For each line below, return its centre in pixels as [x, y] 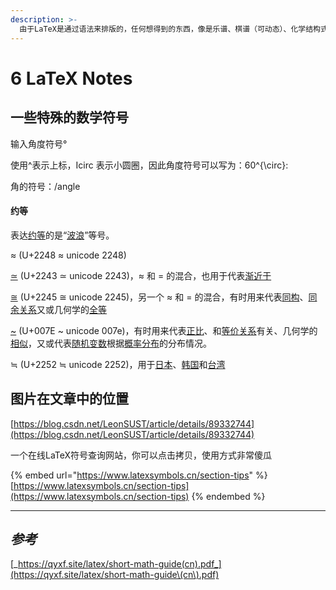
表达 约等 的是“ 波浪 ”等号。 [62, 235]
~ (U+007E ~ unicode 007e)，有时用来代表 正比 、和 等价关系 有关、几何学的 [164, 330]
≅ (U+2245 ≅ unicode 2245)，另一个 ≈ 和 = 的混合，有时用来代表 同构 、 [159, 297]
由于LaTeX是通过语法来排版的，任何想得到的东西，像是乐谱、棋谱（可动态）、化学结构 [170, 29]
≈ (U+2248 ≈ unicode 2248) [68, 255]
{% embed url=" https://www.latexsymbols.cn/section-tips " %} [139, 475]
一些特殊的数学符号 [69, 117]
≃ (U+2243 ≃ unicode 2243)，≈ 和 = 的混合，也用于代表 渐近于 [141, 275]
